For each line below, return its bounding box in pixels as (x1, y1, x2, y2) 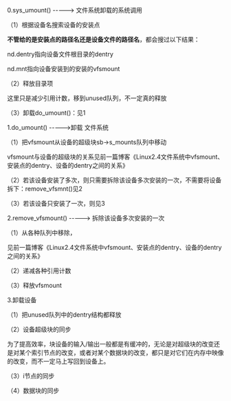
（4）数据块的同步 (7, 387, 60, 395)
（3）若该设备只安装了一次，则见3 (7, 199, 105, 207)
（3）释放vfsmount (7, 282, 62, 289)
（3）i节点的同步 (7, 372, 55, 380)
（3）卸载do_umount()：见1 (7, 109, 86, 117)
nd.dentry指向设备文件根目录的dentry (7, 50, 113, 58)
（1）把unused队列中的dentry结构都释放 (7, 311, 122, 319)
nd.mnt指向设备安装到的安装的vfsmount (7, 65, 120, 72)
